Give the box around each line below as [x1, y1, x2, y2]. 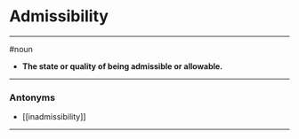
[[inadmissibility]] [21, 112, 86, 122]
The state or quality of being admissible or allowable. [21, 60, 223, 72]
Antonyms [9, 91, 56, 104]
